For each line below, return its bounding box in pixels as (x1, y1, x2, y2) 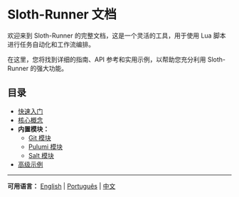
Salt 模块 (28, 151, 55, 159)
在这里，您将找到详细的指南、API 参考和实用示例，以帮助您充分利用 (7, 55, 206, 64)
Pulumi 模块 (28, 142, 63, 151)
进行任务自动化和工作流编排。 (7, 40, 95, 48)
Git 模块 (28, 133, 51, 142)
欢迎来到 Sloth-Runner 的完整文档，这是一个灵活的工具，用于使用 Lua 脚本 (7, 31, 226, 40)
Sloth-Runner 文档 (7, 6, 117, 23)
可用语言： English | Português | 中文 (7, 181, 116, 190)
